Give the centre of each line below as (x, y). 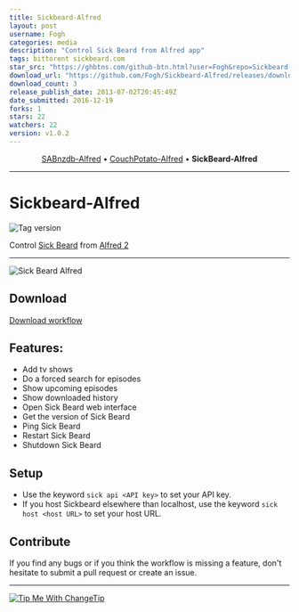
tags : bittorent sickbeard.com (67, 59)
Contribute (40, 541)
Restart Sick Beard (56, 436)
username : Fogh (37, 34)
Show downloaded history (70, 398)
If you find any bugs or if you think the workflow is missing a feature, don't (145, 563)
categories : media (43, 42)
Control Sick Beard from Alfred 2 (69, 245)
